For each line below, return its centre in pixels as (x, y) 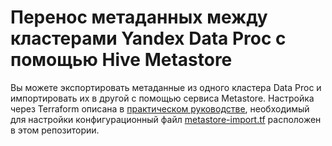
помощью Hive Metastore (121, 60)
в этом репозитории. (55, 130)
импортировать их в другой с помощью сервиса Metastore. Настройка (162, 98)
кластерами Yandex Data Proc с (148, 38)
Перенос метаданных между (139, 17)
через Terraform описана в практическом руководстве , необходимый (160, 108)
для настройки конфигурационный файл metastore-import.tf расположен (166, 119)
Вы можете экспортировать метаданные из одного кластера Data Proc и (166, 87)
